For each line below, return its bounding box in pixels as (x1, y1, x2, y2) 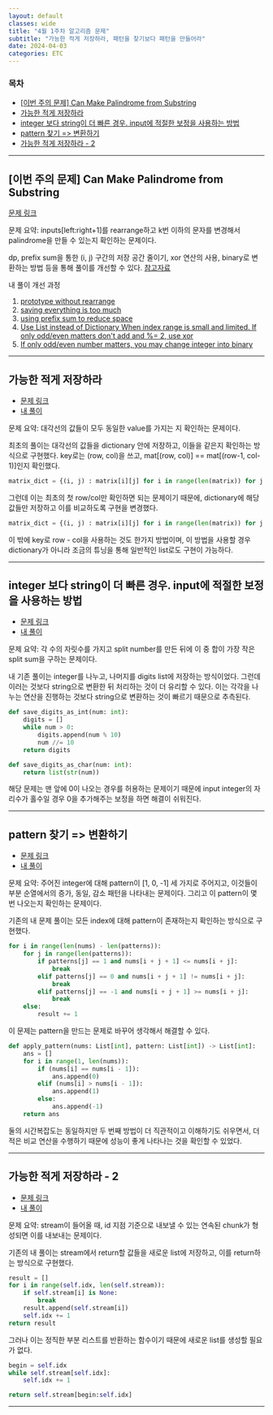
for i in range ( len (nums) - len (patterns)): (8, 942, 162, 950)
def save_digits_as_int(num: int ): (8, 708, 129, 716)
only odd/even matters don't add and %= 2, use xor (19, 331, 193, 341)
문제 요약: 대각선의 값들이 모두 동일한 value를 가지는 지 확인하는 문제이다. (8, 423, 241, 433)
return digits (23, 746, 71, 754)
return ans (23, 1110, 60, 1118)
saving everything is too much (19, 305, 122, 315)
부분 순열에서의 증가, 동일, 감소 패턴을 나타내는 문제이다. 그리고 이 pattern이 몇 (8, 889, 258, 898)
